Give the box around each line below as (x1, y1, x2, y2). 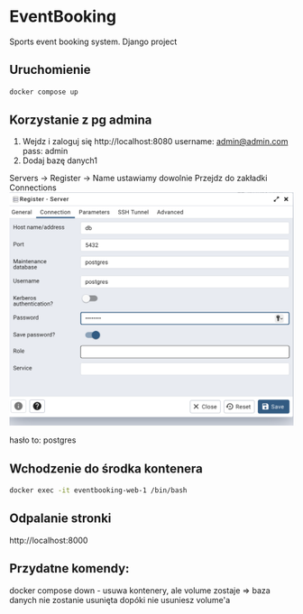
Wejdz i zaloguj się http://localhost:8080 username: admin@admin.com (22, 136, 289, 147)
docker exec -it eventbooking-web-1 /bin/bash (9, 486, 188, 495)
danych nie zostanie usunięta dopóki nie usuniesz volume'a (9, 594, 231, 605)
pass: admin (22, 146, 69, 157)
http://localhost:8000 (9, 535, 88, 545)
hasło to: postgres (9, 435, 77, 445)
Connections (9, 182, 57, 193)
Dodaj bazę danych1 (22, 155, 97, 166)
